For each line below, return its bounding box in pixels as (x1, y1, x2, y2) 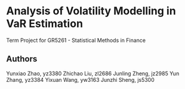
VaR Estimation (6, 17, 84, 30)
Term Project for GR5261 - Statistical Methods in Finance (6, 36, 146, 44)
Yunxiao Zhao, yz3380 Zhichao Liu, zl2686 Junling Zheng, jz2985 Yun (6, 70, 180, 77)
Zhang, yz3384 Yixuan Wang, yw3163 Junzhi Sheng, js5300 (6, 76, 155, 83)
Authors (6, 54, 38, 64)
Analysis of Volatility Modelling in (6, 4, 176, 18)
